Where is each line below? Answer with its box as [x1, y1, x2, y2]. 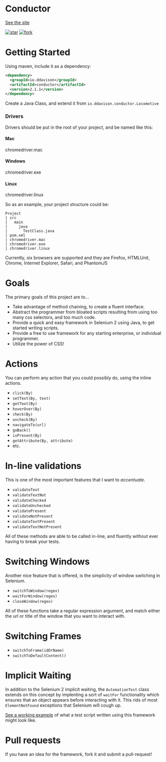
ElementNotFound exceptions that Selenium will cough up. [5, 702, 122, 708]
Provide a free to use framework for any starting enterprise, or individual [12, 330, 162, 336]
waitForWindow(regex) [12, 593, 57, 599]
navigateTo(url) [12, 423, 46, 428]
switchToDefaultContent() [12, 653, 66, 658]
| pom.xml [5, 233, 26, 238]
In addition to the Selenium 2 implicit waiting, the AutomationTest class [5, 686, 150, 692]
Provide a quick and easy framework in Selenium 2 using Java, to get [12, 320, 155, 326]
